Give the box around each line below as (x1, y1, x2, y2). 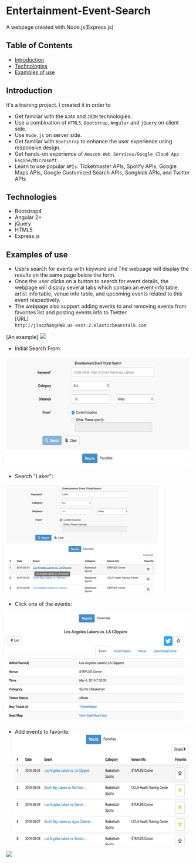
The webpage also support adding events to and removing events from (14, 303, 187, 310)
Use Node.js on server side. (14, 131, 82, 139)
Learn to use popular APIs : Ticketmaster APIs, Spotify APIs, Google (14, 163, 177, 170)
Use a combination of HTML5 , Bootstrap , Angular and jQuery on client (14, 119, 179, 126)
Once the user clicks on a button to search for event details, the (14, 278, 169, 285)
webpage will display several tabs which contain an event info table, (14, 284, 180, 291)
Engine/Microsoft (14, 157, 58, 163)
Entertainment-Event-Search (6, 4, 151, 18)
